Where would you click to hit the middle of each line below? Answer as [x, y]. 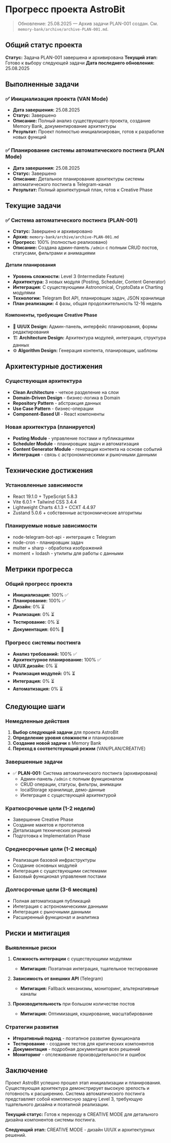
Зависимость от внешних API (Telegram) [58, 979]
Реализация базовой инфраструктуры [54, 860]
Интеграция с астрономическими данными [60, 906]
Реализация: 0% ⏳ [33, 614]
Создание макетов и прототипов [48, 825]
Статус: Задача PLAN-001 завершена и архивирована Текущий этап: [81, 57]
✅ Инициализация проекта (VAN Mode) [57, 99]
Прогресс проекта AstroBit [65, 9]
